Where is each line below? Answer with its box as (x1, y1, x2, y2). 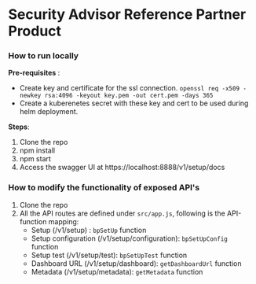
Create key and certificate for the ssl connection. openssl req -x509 (19, 83, 240, 93)
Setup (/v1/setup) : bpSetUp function (31, 225, 147, 234)
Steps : (8, 122, 30, 131)
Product (8, 22, 61, 40)
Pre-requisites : (8, 68, 60, 78)
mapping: (48, 216, 79, 226)
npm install (19, 146, 56, 155)
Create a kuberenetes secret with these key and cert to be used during (19, 98, 249, 108)
